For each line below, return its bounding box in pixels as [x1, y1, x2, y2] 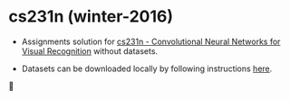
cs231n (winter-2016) [8, 6, 174, 27]
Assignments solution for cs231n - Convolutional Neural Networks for [21, 36, 281, 47]
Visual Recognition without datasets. [21, 45, 159, 56]
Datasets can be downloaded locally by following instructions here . [21, 63, 273, 74]
